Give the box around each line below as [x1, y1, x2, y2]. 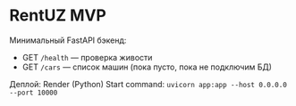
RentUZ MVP [9, 5, 107, 26]
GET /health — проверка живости [21, 52, 153, 62]
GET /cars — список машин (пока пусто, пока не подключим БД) [21, 61, 273, 72]
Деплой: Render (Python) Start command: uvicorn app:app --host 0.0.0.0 [9, 78, 288, 89]
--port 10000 [9, 88, 58, 97]
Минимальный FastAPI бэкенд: [9, 35, 127, 45]
